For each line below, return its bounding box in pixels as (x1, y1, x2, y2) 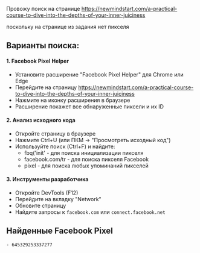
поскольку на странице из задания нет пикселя (6, 23, 129, 30)
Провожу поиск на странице (6, 5, 80, 12)
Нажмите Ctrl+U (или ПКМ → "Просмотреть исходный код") (15, 136, 171, 143)
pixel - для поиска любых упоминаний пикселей (24, 162, 149, 169)
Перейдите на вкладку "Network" (15, 196, 102, 202)
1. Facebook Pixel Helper (6, 57, 69, 64)
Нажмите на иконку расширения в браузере (15, 96, 131, 104)
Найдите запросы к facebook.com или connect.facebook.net (15, 208, 166, 216)
